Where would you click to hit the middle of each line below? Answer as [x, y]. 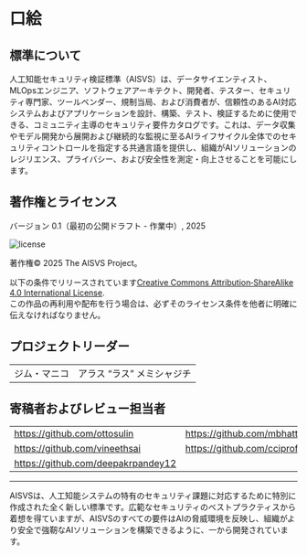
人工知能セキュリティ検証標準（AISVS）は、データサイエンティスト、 [141, 79]
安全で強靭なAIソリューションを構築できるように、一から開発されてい [149, 530]
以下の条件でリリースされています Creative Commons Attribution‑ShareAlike [152, 282]
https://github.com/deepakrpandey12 [95, 464]
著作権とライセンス [64, 202]
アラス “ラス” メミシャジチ [135, 373]
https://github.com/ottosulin [74, 433]
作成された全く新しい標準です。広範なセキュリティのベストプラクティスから [153, 507]
